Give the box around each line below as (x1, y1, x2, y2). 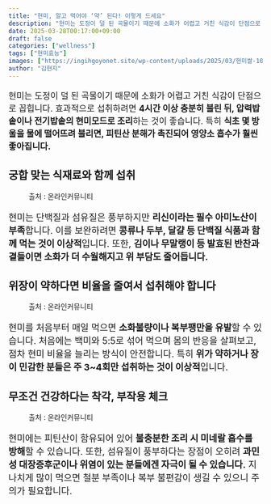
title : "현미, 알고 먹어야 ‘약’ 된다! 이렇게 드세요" (8, 11, 166, 20)
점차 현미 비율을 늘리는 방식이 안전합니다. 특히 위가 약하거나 (8, 349, 248, 360)
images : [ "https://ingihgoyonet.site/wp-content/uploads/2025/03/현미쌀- (8, 57, 256, 66)
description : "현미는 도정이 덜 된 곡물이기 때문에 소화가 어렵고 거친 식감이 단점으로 (8, 19, 261, 28)
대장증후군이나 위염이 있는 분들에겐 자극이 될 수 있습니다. (19, 459, 246, 471)
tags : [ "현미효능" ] (8, 49, 67, 57)
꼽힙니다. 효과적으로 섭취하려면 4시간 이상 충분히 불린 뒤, (19, 103, 235, 114)
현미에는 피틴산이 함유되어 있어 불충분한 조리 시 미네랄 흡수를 (8, 433, 253, 445)
